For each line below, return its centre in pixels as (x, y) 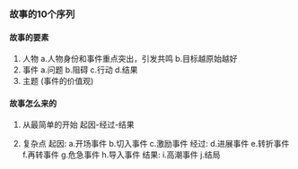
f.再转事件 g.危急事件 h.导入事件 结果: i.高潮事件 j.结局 (121, 155)
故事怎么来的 (33, 103)
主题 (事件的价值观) (58, 81)
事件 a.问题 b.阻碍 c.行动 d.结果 (80, 70)
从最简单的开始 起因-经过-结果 (78, 125)
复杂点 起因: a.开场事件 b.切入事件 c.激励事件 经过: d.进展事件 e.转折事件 (156, 144)
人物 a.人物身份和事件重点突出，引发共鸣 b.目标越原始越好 (130, 59)
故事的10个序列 (42, 13)
